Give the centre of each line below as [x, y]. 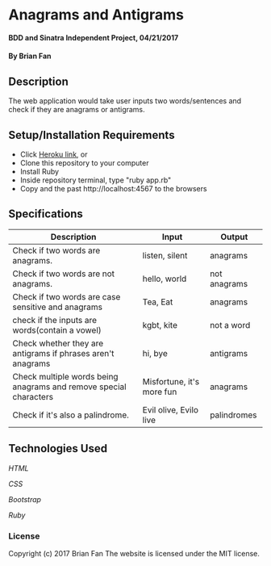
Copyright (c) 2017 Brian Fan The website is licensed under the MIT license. [134, 553]
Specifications [46, 214]
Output [234, 237]
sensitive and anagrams [58, 307]
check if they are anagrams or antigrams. [77, 110]
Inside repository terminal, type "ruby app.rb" [96, 180]
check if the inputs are [55, 320]
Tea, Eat [158, 302]
